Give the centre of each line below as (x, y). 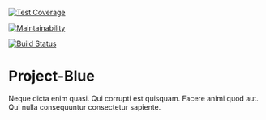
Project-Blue (51, 76)
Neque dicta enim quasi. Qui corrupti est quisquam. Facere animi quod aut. (134, 98)
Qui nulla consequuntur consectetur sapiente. (85, 107)
